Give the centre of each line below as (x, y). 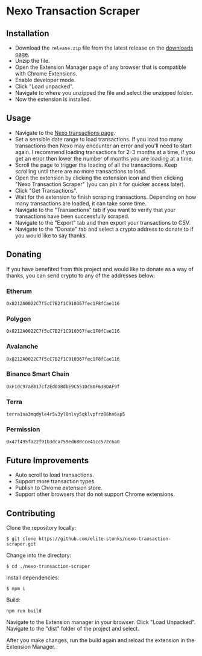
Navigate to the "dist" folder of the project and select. (73, 629)
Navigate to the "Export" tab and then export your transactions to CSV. (103, 222)
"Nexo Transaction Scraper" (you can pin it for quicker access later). (100, 184)
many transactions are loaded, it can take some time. (80, 203)
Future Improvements (48, 460)
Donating (24, 255)
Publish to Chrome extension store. (58, 488)
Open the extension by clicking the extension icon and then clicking (99, 178)
